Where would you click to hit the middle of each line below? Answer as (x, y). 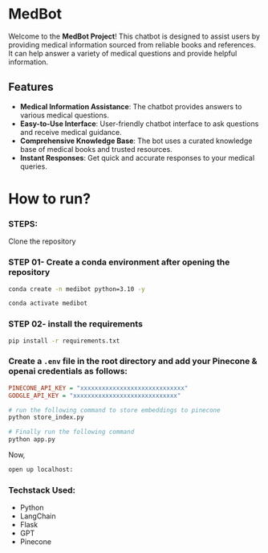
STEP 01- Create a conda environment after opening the (119, 262)
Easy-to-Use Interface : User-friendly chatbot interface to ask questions (139, 123)
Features (31, 87)
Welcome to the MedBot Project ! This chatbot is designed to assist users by (134, 36)
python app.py (32, 440)
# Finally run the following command (71, 432)
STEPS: (23, 223)
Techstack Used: (42, 490)
